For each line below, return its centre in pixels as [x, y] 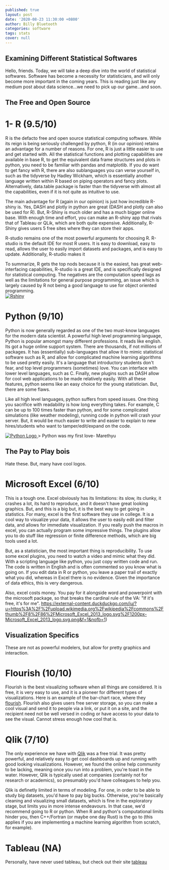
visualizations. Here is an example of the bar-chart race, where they [75, 698]
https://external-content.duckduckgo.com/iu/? [89, 603]
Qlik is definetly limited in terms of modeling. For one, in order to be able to [83, 790]
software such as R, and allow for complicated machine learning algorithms [83, 357]
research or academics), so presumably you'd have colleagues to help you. [83, 780]
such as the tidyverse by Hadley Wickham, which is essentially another [79, 176]
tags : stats [18, 33]
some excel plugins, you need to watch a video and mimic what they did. [80, 556]
